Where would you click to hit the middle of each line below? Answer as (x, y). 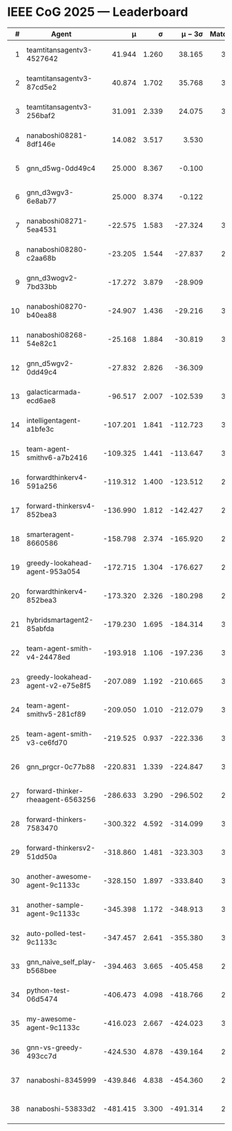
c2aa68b (41, 258)
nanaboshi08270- (57, 306)
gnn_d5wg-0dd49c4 (61, 168)
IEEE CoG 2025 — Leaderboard (98, 12)
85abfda (40, 628)
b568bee (42, 970)
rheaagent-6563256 (61, 799)
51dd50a (42, 856)
